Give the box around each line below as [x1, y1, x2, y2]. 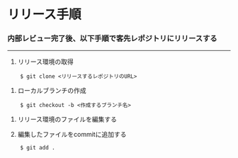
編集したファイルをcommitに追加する [17, 130, 127, 139]
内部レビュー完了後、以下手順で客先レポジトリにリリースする [7, 33, 217, 43]
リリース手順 [7, 6, 81, 23]
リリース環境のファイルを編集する [17, 115, 118, 124]
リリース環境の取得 [17, 57, 74, 66]
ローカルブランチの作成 [17, 86, 86, 95]
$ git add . [20, 145, 55, 152]
